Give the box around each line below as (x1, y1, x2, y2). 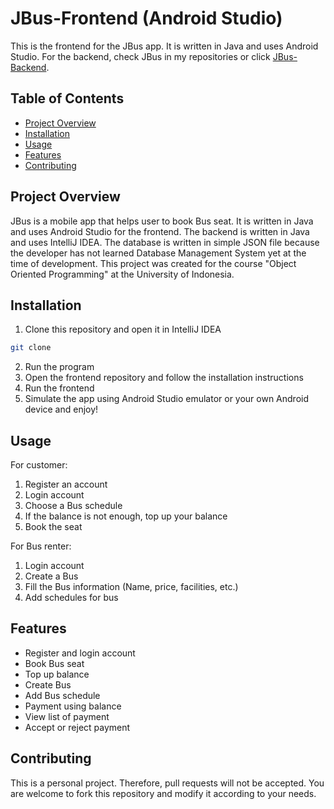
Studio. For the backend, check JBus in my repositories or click (10, 50, 271, 62)
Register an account (24, 478, 108, 491)
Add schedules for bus (24, 592, 119, 604)
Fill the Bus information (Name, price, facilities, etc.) (24, 581, 239, 593)
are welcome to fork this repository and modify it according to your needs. (10, 787, 317, 799)
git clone (10, 343, 52, 353)
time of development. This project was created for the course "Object (10, 257, 297, 269)
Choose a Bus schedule (24, 500, 123, 512)
